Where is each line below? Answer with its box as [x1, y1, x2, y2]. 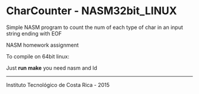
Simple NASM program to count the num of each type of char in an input [6, 24, 184, 31]
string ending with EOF [6, 30, 62, 37]
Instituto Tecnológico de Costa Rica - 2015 [6, 81, 110, 88]
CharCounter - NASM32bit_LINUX [6, 4, 177, 18]
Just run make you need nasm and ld [6, 64, 98, 72]
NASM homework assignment [6, 41, 79, 48]
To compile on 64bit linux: [6, 53, 70, 60]
